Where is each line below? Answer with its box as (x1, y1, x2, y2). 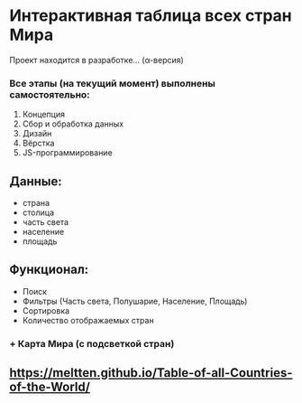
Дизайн (22, 128, 52, 139)
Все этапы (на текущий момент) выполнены (9, 77, 216, 89)
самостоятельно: (9, 88, 90, 100)
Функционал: (9, 262, 89, 277)
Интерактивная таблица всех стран (9, 5, 293, 26)
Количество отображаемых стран (22, 314, 155, 325)
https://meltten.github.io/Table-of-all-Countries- (9, 365, 293, 380)
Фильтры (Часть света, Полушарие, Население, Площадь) (22, 295, 248, 306)
